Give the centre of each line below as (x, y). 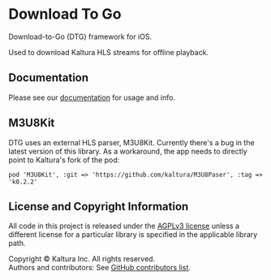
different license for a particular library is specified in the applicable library (133, 235)
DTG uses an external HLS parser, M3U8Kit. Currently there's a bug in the (131, 142)
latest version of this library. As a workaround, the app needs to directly (128, 151)
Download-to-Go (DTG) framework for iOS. (80, 37)
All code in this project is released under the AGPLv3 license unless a (124, 226)
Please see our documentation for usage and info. (92, 97)
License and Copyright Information (99, 207)
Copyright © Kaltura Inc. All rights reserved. (82, 259)
